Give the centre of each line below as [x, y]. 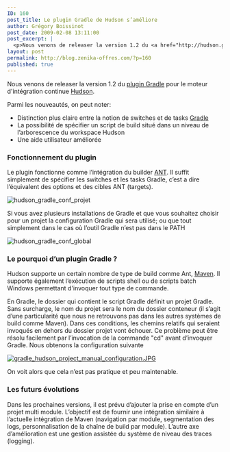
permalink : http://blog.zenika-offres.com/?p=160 [79, 58]
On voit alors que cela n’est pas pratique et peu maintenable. [93, 372]
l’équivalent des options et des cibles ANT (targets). [80, 186]
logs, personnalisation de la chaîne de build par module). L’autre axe [103, 426]
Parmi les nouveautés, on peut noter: [59, 104]
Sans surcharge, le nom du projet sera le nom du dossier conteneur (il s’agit [114, 309]
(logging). [21, 441]
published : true [30, 64]
